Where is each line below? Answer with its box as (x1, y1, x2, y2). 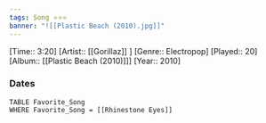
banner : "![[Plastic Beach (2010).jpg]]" (9, 21, 165, 30)
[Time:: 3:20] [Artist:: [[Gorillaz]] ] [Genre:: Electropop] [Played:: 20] (9, 45, 258, 56)
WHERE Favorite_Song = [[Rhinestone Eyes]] (9, 105, 173, 114)
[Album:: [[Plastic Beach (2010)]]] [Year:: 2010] (9, 55, 181, 66)
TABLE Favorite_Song (9, 97, 86, 107)
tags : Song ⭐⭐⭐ (9, 12, 68, 22)
